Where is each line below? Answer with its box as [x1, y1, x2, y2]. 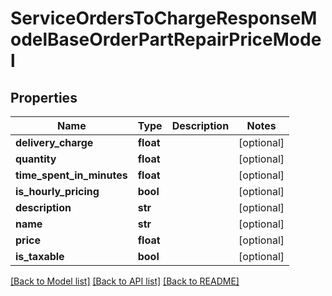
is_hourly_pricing [15, 185, 100, 198]
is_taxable [15, 250, 65, 263]
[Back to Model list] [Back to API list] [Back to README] [10, 275, 240, 287]
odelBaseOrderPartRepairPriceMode [10, 28, 322, 51]
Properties [10, 89, 78, 106]
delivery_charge [15, 136, 94, 149]
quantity [15, 152, 57, 166]
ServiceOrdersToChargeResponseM [10, 7, 318, 30]
